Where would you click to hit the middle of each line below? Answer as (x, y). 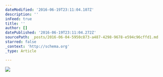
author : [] (16, 28)
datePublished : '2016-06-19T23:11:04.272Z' (51, 33)
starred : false (21, 42)
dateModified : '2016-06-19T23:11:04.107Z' (50, 10)
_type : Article (21, 51)
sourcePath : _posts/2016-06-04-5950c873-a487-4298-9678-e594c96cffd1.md (82, 38)
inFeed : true (19, 19)
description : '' (22, 14)
